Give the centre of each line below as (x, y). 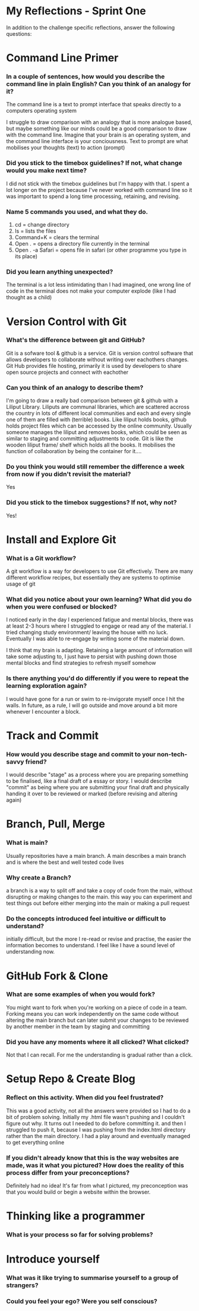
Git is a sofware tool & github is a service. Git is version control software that (100, 353)
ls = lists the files (35, 231)
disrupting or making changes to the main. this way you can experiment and (99, 897)
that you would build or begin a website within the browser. (78, 1192)
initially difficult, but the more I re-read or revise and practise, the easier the (99, 939)
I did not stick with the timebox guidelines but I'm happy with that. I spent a (98, 184)
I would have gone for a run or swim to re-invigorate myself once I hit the (95, 699)
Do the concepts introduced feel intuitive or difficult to (86, 918)
